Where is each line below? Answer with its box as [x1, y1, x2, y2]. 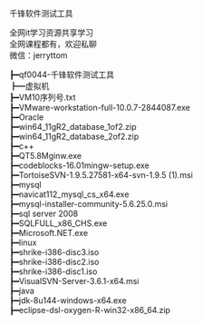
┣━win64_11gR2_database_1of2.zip [9, 122, 137, 132]
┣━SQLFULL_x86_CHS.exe [9, 218, 108, 229]
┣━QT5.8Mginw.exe [9, 151, 82, 161]
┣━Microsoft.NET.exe [9, 228, 89, 238]
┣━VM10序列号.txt [9, 92, 76, 103]
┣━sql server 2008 [9, 208, 79, 219]
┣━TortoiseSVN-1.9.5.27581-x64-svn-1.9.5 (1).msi [9, 170, 193, 180]
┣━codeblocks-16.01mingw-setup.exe [9, 160, 149, 171]
